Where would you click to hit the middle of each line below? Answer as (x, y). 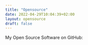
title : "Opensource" (27, 10)
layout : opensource (25, 19)
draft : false (19, 23)
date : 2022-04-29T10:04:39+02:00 (40, 14)
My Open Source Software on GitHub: (44, 38)
